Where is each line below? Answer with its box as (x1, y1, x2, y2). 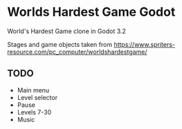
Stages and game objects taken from (7, 40, 113, 48)
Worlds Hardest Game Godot (7, 4, 176, 20)
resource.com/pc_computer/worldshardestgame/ (7, 48, 147, 56)
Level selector (17, 93, 57, 101)
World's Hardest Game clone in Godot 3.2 (7, 27, 127, 35)
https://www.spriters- (113, 40, 175, 48)
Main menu (17, 86, 50, 94)
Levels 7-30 (17, 108, 52, 116)
